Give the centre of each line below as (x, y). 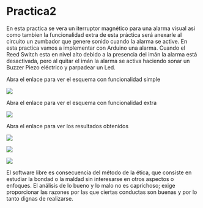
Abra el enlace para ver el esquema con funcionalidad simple (83, 79)
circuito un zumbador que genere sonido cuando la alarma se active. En (97, 41)
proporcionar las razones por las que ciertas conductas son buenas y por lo (102, 192)
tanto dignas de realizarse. (40, 198)
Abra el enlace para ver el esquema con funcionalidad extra (82, 102)
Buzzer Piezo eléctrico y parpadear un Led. (61, 67)
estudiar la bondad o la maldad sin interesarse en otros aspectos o (90, 179)
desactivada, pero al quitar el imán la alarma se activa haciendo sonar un (98, 61)
